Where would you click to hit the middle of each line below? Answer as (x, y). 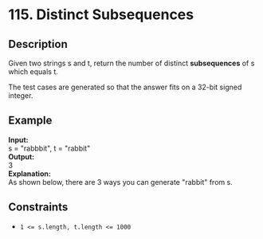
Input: (18, 139)
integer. (21, 96)
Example (30, 121)
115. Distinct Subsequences (101, 15)
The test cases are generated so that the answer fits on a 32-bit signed (125, 87)
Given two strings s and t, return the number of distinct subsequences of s (131, 63)
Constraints (38, 208)
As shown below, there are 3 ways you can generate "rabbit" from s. (120, 182)
